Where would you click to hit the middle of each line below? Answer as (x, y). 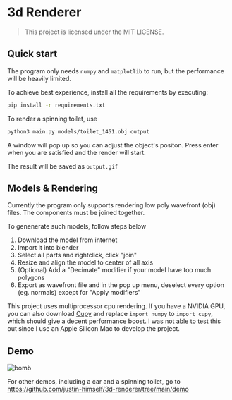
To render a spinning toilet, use (52, 119)
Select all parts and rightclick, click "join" (77, 255)
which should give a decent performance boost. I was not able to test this (114, 321)
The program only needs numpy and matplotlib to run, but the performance (116, 71)
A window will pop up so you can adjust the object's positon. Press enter (113, 145)
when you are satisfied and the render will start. (77, 152)
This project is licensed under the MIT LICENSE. (94, 32)
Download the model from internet (67, 240)
